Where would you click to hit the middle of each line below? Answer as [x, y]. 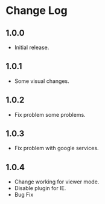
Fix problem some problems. [50, 114]
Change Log [37, 11]
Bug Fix [24, 195]
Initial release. [32, 47]
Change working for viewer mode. [57, 182]
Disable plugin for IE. [40, 188]
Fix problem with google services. [56, 148]
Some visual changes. [42, 81]
